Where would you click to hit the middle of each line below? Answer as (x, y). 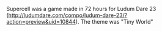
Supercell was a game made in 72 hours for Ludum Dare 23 (81, 9)
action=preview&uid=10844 (41, 22)
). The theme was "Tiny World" (115, 22)
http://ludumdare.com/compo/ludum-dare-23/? (68, 15)
